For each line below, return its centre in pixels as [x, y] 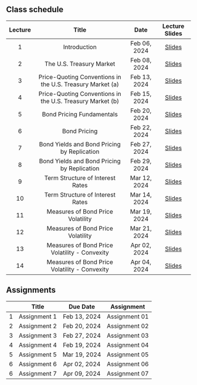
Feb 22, [141, 127]
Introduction [80, 47]
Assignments [31, 290]
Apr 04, [141, 262]
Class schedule [35, 10]
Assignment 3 [38, 335]
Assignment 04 [128, 345]
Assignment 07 [128, 373]
